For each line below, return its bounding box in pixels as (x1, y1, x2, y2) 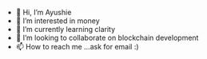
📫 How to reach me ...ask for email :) (15, 42, 139, 51)
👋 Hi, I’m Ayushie (15, 8, 72, 17)
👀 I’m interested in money (15, 16, 100, 26)
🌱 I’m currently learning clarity (15, 25, 116, 33)
